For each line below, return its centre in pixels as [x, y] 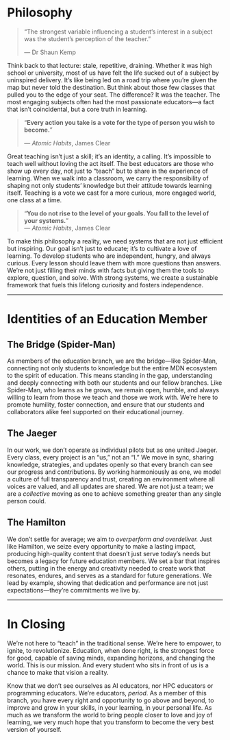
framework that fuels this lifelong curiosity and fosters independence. [105, 285]
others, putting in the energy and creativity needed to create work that [106, 568]
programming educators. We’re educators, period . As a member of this [107, 693]
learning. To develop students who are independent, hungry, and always [109, 256]
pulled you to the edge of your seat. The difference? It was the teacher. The [114, 95]
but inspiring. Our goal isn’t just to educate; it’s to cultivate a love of [102, 248]
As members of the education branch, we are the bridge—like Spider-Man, [112, 361]
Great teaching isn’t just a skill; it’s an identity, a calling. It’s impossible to [109, 156]
